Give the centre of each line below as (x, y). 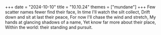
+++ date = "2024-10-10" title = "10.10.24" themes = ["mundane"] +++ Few (80, 7)
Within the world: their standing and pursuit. (49, 27)
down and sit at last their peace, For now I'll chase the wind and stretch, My (80, 17)
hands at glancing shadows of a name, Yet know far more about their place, (80, 22)
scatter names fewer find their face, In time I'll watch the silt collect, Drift (78, 12)
